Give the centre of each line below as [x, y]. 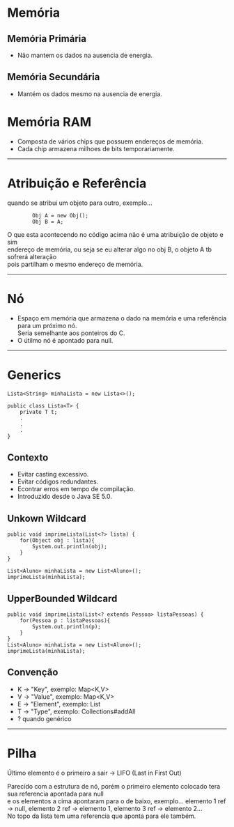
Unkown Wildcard [47, 518]
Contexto [28, 457]
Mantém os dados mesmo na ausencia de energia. [89, 94]
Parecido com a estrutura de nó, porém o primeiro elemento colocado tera [114, 786]
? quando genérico [44, 718]
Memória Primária [47, 39]
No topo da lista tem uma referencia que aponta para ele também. [102, 816]
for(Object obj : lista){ [57, 541]
